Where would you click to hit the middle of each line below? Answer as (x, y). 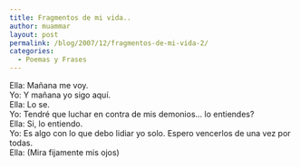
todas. (21, 143)
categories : (32, 51)
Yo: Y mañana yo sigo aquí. (60, 95)
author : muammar (40, 26)
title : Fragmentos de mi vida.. (70, 18)
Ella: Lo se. (29, 104)
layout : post (34, 34)
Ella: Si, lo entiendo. (46, 124)
